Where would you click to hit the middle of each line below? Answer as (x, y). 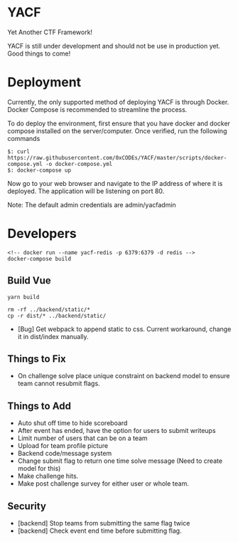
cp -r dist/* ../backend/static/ (57, 316)
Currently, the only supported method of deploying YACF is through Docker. (118, 102)
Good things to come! (39, 53)
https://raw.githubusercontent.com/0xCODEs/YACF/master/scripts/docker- (117, 157)
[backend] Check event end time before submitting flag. (100, 531)
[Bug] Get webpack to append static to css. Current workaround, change (124, 329)
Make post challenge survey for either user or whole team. (103, 484)
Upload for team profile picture (63, 446)
